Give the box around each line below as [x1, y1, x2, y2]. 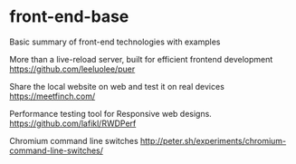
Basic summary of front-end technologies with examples [9, 36, 221, 47]
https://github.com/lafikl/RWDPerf [9, 118, 137, 129]
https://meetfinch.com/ [9, 91, 96, 101]
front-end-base [9, 6, 129, 27]
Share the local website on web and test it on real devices [9, 81, 224, 92]
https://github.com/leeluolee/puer [9, 63, 136, 74]
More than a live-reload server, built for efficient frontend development [9, 53, 273, 64]
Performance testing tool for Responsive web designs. [9, 108, 213, 119]
